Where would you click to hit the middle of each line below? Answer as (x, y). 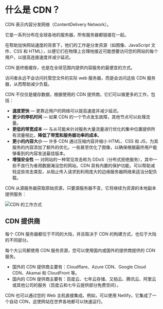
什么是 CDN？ (33, 10)
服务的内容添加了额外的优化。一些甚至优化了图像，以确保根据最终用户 (82, 147)
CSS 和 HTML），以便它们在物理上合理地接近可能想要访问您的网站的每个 (86, 51)
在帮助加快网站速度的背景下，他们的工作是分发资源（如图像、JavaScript (78, 45)
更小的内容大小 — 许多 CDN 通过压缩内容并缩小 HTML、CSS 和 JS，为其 (85, 141)
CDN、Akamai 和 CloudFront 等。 (46, 273)
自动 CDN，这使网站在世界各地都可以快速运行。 (57, 301)
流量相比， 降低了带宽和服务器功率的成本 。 (59, 135)
